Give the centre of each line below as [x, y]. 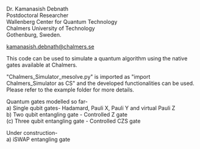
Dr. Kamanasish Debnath [37, 9]
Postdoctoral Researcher [37, 15]
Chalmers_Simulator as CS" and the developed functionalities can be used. [100, 83]
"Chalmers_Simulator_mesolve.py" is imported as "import [78, 77]
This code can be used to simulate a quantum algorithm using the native [97, 58]
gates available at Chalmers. [42, 65]
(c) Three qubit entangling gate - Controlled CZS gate [73, 121]
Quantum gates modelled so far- [47, 101]
